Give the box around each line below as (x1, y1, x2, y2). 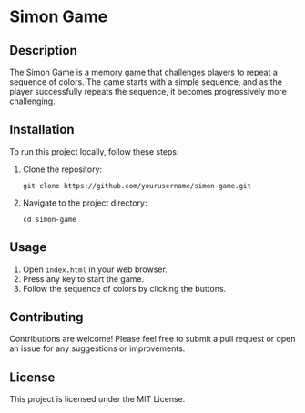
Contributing (9, 309, 84, 325)
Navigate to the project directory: (22, 197, 147, 208)
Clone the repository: (22, 164, 103, 175)
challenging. (9, 96, 56, 106)
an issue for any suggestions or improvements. (9, 343, 186, 354)
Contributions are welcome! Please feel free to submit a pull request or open (9, 334, 296, 345)
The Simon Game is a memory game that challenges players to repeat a (9, 66, 278, 77)
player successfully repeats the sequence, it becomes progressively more (9, 86, 287, 96)
